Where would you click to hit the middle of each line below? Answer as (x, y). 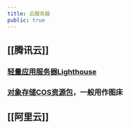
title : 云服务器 (29, 14)
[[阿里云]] (28, 117)
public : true (26, 20)
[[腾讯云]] (28, 50)
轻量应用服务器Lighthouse (52, 72)
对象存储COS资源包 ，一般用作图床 (65, 92)
